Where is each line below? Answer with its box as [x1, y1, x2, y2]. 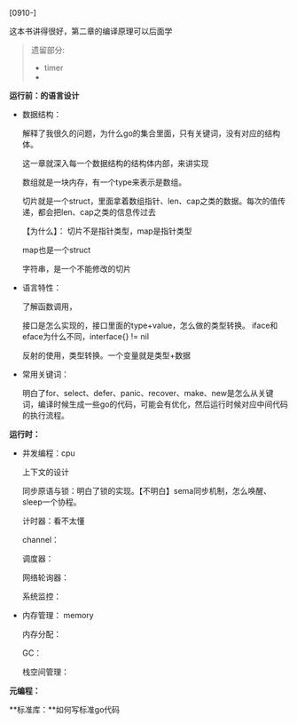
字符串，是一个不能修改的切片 [21, 264, 131, 274]
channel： [21, 535, 60, 545]
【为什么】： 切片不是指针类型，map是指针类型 [21, 226, 192, 236]
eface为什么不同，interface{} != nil [21, 331, 149, 341]
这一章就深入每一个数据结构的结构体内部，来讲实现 [21, 158, 209, 168]
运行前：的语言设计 [9, 91, 80, 100]
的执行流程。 [21, 410, 69, 420]
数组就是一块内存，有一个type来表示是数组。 [21, 177, 187, 187]
